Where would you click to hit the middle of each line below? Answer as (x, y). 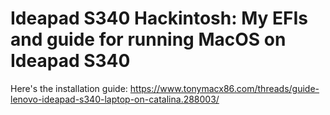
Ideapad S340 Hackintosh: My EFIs (159, 18)
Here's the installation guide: (69, 88)
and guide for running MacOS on (148, 39)
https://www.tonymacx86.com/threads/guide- (224, 88)
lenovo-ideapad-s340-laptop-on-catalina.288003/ (115, 99)
